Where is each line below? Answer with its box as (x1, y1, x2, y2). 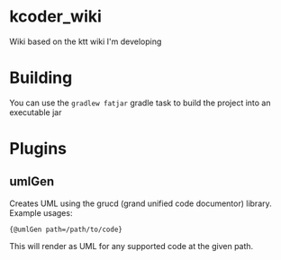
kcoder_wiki (9, 6, 102, 27)
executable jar (9, 106, 62, 118)
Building (9, 67, 73, 88)
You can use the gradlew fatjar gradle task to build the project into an (9, 97, 271, 108)
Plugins (9, 139, 68, 159)
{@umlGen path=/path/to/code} (9, 225, 123, 234)
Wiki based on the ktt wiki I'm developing (9, 36, 162, 47)
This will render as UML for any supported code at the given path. (9, 240, 254, 251)
